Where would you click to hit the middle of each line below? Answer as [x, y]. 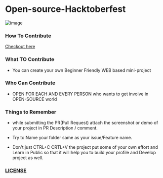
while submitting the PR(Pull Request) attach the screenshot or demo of [85, 123]
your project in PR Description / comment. [55, 128]
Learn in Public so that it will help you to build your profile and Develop [84, 153]
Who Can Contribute [30, 83]
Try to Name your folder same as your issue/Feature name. [72, 138]
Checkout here [20, 47]
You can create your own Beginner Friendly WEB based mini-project [82, 70]
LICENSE [16, 171]
